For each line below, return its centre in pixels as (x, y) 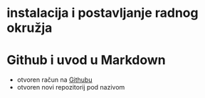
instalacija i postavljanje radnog (102, 13)
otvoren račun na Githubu (54, 80)
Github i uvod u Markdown (86, 60)
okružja (30, 28)
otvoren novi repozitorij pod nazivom (71, 87)
